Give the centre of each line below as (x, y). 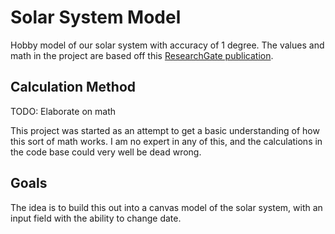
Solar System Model (96, 17)
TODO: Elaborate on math (63, 111)
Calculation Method (73, 87)
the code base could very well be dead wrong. (106, 152)
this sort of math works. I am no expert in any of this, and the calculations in (166, 141)
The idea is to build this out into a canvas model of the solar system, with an (166, 207)
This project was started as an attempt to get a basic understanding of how (165, 130)
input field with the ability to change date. (96, 218)
